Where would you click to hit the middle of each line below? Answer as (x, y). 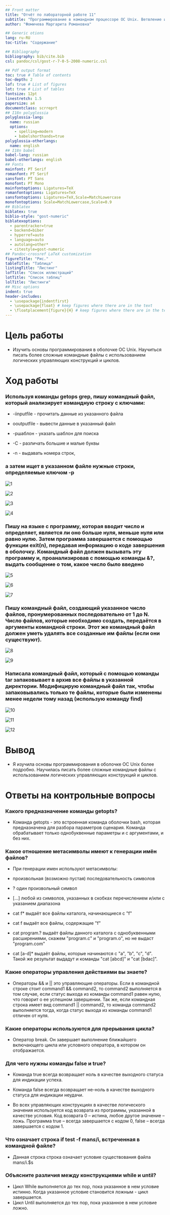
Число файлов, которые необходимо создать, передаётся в (83, 620)
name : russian (25, 122)
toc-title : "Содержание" (31, 43)
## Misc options (22, 287)
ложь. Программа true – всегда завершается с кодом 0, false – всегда (89, 1121)
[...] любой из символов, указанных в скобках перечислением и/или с (89, 898)
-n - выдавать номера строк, (44, 453)
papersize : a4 (20, 103)
